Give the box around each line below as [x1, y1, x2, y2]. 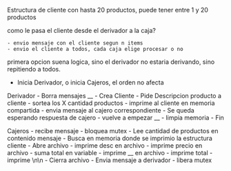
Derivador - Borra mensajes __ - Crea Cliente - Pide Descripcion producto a [7, 92, 222, 100]
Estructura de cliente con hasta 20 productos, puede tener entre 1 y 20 [7, 6, 209, 14]
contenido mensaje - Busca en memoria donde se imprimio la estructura [7, 134, 212, 142]
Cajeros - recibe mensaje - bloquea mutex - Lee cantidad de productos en [7, 127, 219, 135]
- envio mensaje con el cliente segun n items [7, 40, 143, 47]
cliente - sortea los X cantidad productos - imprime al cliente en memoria [7, 99, 215, 107]
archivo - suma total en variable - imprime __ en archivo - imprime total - [7, 149, 213, 157]
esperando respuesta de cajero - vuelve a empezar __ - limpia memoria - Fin [7, 113, 224, 122]
